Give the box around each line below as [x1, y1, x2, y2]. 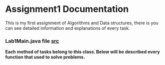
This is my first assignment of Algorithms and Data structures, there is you [5, 20, 159, 26]
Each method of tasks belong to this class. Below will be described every [5, 49, 160, 55]
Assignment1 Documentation [5, 3, 129, 15]
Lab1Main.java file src [5, 37, 59, 44]
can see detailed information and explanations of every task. [5, 25, 130, 31]
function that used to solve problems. [5, 54, 85, 60]
